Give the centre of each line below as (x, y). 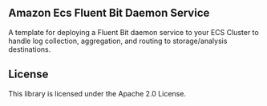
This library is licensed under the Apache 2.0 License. (97, 93)
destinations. (30, 49)
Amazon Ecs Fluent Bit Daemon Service (109, 13)
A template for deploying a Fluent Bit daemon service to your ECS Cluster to (133, 32)
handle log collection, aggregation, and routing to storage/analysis (118, 41)
